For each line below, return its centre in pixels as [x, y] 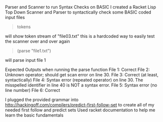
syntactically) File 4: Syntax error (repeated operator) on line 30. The [74, 80]
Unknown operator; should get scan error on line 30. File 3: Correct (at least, [82, 75]
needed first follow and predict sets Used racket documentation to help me [80, 110]
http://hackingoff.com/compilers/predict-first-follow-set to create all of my [80, 105]
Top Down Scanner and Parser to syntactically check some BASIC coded [78, 12]
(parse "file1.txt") [34, 51]
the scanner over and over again [38, 41]
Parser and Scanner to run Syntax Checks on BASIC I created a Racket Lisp [81, 7]
